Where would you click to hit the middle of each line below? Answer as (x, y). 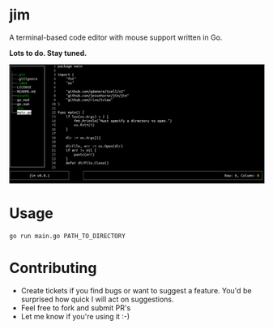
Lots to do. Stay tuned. (48, 53)
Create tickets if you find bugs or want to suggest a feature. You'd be (136, 290)
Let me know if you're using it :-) (75, 316)
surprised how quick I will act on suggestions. (97, 299)
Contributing (53, 268)
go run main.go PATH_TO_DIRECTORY (68, 236)
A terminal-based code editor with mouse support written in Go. (116, 37)
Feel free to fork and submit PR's (76, 308)
